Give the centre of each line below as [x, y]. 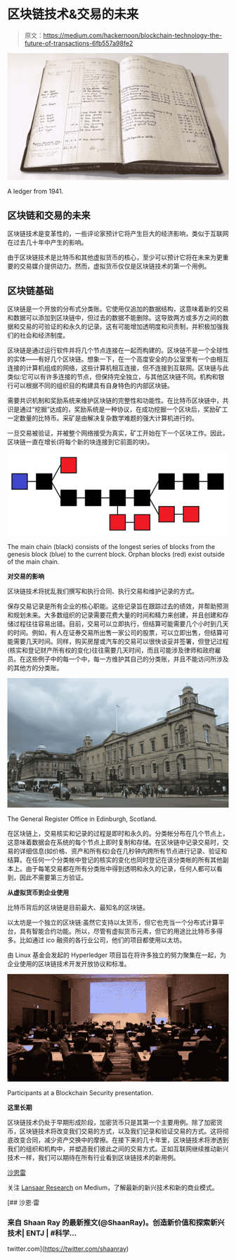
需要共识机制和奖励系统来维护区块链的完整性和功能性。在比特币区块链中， [115, 400]
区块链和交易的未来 [49, 215]
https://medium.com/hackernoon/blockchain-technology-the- [133, 35]
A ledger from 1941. [35, 192]
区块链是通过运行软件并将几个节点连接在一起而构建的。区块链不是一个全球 [115, 350]
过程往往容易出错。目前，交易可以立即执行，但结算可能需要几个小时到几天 [121, 624]
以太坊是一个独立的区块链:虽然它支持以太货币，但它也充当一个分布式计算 [113, 922]
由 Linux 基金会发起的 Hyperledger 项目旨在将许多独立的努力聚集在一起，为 [117, 955]
